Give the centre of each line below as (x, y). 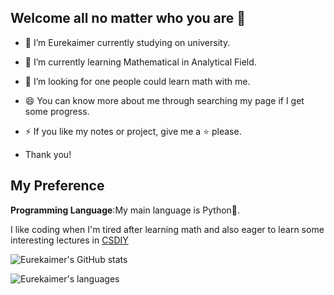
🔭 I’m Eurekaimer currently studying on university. (127, 42)
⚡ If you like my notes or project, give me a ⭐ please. (133, 131)
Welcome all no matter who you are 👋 (128, 18)
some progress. (57, 111)
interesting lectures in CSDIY (69, 240)
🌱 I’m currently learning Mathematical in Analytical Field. (140, 62)
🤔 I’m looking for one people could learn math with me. (137, 81)
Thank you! (48, 154)
